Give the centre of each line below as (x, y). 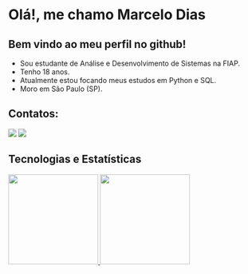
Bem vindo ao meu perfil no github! (97, 44)
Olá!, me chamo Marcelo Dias (107, 15)
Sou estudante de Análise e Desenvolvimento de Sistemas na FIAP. (130, 63)
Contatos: (33, 114)
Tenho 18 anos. (45, 72)
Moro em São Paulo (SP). (61, 89)
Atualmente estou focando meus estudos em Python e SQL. (118, 80)
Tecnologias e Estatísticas (75, 159)
